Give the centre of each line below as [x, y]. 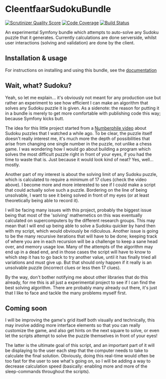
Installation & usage [36, 58]
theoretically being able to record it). [42, 200]
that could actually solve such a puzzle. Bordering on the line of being [76, 190]
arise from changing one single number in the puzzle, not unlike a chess [79, 143]
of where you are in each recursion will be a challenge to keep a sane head [82, 241]
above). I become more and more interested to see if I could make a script [80, 185]
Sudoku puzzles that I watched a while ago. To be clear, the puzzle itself [79, 133]
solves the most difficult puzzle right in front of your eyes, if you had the [79, 154]
